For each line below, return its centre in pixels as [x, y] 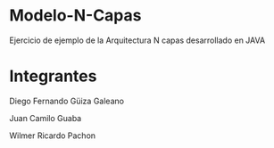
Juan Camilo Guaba [46, 118]
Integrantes [53, 76]
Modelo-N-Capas [75, 16]
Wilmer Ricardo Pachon [53, 136]
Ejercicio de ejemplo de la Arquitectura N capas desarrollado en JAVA [137, 40]
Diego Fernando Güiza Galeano [67, 101]
